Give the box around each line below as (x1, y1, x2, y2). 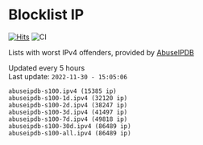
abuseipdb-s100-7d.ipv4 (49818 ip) (8, 115, 128, 123)
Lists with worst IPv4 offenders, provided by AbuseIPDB (8, 47, 195, 57)
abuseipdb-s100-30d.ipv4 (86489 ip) (8, 122, 131, 130)
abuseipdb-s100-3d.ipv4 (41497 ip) (8, 108, 128, 116)
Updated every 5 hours (8, 62, 85, 73)
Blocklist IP (8, 6, 85, 24)
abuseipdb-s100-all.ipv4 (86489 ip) (8, 129, 131, 137)
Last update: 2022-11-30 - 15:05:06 (8, 71, 127, 81)
